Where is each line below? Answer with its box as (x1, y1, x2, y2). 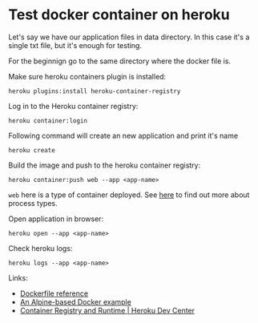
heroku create (8, 146, 56, 154)
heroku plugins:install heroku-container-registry (8, 87, 181, 95)
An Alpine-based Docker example (19, 297, 132, 306)
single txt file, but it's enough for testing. (8, 40, 143, 50)
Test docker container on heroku (8, 6, 230, 24)
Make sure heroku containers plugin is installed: (8, 71, 167, 81)
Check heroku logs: (8, 243, 73, 253)
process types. (8, 198, 58, 208)
